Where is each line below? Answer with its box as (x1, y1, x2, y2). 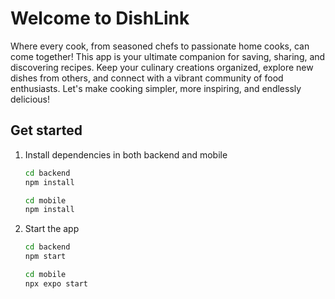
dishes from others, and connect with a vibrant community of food (10, 72, 284, 84)
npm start (24, 252, 67, 262)
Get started (10, 122, 83, 139)
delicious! (10, 93, 50, 105)
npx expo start (24, 278, 89, 289)
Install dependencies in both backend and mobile (24, 148, 228, 161)
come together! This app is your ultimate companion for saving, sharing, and (10, 50, 326, 62)
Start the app (24, 223, 80, 235)
